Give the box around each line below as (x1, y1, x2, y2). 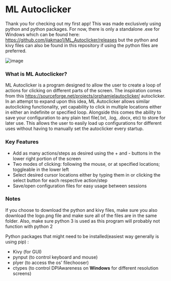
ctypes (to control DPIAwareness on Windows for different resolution (12, 265, 159, 271)
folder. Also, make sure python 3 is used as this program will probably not (5, 218, 160, 224)
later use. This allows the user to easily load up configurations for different (5, 120, 162, 126)
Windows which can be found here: (5, 31, 80, 37)
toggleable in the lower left (12, 166, 69, 172)
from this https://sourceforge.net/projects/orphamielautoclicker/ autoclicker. (5, 93, 166, 99)
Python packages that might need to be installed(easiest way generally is (5, 233, 159, 239)
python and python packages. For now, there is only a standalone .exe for (5, 26, 160, 32)
